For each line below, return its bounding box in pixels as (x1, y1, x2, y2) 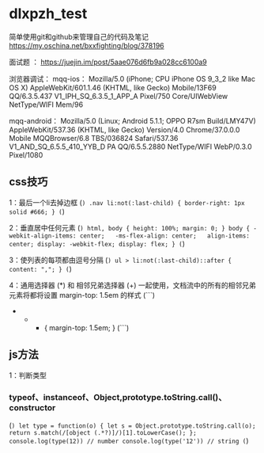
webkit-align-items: (9, 231, 77, 240)
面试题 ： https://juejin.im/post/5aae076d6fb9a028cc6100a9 (9, 57, 208, 67)
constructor (9, 402, 56, 413)
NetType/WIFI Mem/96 (9, 100, 84, 109)
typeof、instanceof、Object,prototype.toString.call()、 (9, 392, 227, 403)
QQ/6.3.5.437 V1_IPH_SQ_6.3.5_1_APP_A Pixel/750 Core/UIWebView (9, 91, 228, 101)
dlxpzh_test (9, 5, 88, 23)
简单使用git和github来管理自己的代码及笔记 (9, 32, 149, 41)
